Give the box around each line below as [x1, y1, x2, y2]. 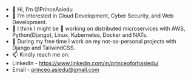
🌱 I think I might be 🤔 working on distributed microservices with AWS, [12, 25, 186, 32]
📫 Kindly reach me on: [12, 51, 70, 58]
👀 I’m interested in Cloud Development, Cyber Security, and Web [12, 12, 174, 19]
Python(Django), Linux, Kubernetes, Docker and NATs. [12, 31, 148, 39]
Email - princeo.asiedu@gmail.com [12, 66, 100, 73]
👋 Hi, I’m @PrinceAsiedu [12, 6, 73, 13]
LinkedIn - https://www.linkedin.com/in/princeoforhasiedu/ [12, 60, 159, 66]
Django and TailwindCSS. [12, 44, 76, 51]
